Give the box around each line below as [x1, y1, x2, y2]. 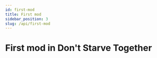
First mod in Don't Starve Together [5, 43, 152, 54]
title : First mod [5, 12, 42, 17]
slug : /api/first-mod [5, 21, 51, 26]
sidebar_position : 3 [5, 16, 49, 21]
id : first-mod [5, 7, 35, 12]
